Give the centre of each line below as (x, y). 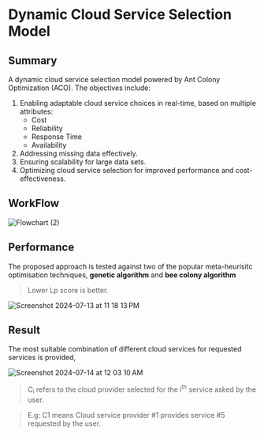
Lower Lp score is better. (68, 290)
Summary (33, 60)
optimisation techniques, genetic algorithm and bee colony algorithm (122, 275)
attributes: (36, 111)
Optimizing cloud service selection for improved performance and (126, 170)
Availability (49, 145)
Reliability (47, 128)
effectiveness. (43, 179)
